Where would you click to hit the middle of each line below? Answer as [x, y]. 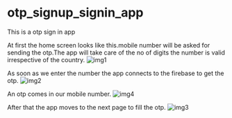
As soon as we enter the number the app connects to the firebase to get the [116, 73]
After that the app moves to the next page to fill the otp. [86, 107]
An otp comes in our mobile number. [59, 94]
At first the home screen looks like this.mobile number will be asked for [109, 45]
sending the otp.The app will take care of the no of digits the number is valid [116, 52]
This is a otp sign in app [41, 32]
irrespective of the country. [46, 59]
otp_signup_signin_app [75, 13]
